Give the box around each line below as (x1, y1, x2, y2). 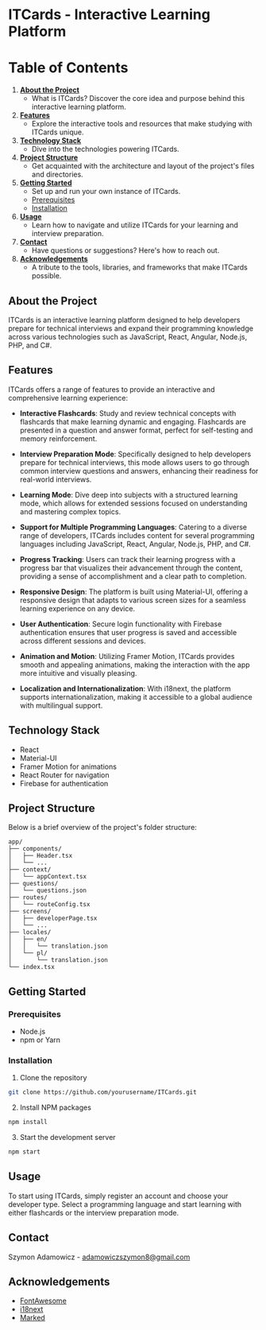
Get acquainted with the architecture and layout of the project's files (31, 161, 255, 171)
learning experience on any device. (19, 603, 136, 613)
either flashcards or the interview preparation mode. (8, 1208, 179, 1217)
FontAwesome (19, 1296, 67, 1305)
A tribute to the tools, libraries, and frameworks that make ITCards (31, 262, 249, 272)
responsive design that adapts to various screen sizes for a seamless (19, 595, 246, 605)
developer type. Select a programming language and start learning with (8, 1199, 242, 1209)
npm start (8, 1148, 41, 1156)
